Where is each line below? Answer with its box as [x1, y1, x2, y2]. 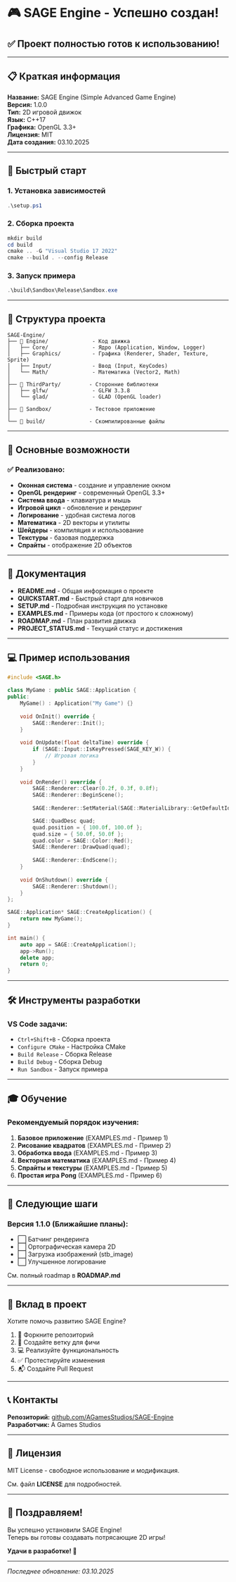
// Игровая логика [44, 753, 99, 760]
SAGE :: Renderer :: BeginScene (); [32, 791, 124, 799]
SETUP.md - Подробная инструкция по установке [17, 601, 168, 610]
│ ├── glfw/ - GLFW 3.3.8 [7, 388, 131, 395]
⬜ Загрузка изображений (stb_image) [17, 1250, 133, 1259]
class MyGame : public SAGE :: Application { [7, 687, 137, 694]
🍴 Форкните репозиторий [17, 1330, 94, 1339]
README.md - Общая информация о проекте [17, 586, 154, 595]
